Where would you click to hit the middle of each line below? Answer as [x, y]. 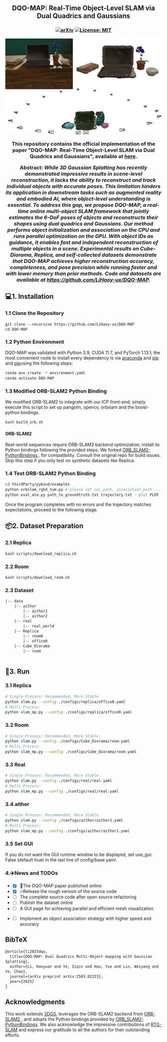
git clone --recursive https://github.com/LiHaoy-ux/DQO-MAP [70, 324]
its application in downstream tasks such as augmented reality [83, 193]
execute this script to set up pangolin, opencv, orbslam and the [70, 407]
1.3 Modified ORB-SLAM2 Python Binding [56, 391]
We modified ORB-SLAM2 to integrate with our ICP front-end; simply [75, 402]
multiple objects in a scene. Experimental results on [75, 249]
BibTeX [16, 940]
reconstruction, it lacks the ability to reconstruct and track [83, 180]
